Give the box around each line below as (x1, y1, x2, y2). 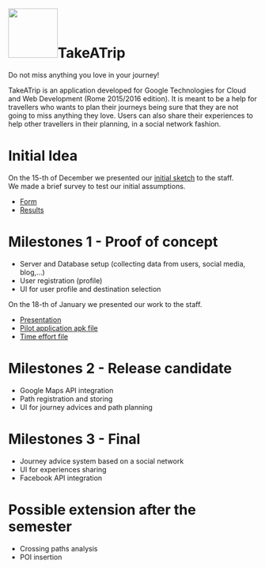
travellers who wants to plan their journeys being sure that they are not (8, 102, 239, 112)
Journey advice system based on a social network (19, 456, 184, 466)
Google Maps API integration (19, 385, 114, 395)
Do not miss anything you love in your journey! (8, 70, 160, 79)
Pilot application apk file (19, 323, 98, 332)
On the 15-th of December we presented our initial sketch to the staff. (8, 172, 234, 182)
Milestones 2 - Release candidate (8, 360, 232, 377)
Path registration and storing (19, 394, 113, 403)
